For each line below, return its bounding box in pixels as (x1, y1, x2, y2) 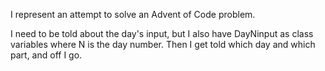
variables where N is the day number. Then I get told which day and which (10, 39, 316, 50)
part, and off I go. (10, 49, 83, 61)
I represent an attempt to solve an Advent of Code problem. (10, 9, 256, 20)
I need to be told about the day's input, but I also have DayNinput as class (10, 28, 314, 39)
